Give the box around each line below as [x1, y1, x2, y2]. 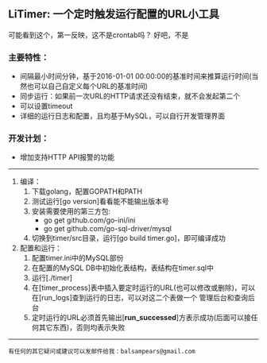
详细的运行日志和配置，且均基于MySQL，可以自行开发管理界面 [19, 111, 225, 121]
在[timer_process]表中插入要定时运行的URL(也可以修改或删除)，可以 [31, 283, 256, 292]
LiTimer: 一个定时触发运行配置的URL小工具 [8, 7, 220, 21]
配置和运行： [19, 243, 62, 253]
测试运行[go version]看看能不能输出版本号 [31, 197, 169, 207]
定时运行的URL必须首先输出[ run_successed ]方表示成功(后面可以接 [31, 313, 252, 322]
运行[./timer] [31, 273, 73, 283]
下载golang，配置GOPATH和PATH [31, 187, 143, 196]
